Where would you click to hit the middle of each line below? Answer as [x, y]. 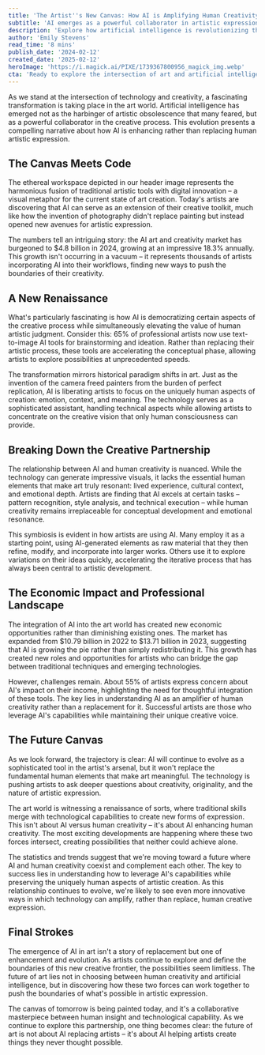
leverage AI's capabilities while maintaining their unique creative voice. [123, 715]
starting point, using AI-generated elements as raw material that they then [128, 543]
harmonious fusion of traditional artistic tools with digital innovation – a [123, 191]
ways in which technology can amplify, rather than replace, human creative [130, 899]
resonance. [26, 519]
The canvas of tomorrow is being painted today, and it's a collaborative [123, 1008]
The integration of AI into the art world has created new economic [115, 624]
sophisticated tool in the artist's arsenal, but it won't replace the [112, 767]
